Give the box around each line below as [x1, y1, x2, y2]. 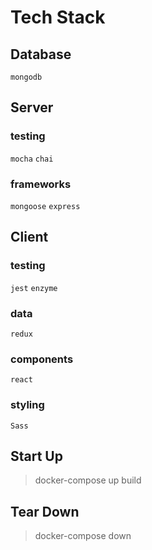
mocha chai [10, 154, 54, 164]
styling [10, 398, 45, 412]
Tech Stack [10, 6, 106, 29]
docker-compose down [34, 530, 132, 542]
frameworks [10, 177, 72, 191]
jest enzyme [10, 283, 58, 293]
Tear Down [10, 503, 80, 520]
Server [10, 99, 54, 116]
